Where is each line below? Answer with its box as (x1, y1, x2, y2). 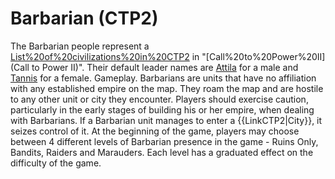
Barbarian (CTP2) (10, 7, 159, 30)
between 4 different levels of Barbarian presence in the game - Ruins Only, (10, 135, 319, 147)
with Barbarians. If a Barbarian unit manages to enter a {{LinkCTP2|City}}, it (10, 114, 323, 126)
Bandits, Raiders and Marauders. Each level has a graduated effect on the (10, 146, 314, 158)
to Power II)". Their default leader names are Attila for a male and (31, 61, 299, 73)
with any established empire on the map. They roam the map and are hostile (10, 82, 324, 94)
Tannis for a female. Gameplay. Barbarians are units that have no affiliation (10, 72, 317, 84)
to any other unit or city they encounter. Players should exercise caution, (10, 93, 309, 105)
